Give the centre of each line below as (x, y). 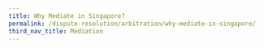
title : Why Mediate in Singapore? (67, 16)
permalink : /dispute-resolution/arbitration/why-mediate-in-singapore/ (132, 24)
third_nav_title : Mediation (56, 31)
